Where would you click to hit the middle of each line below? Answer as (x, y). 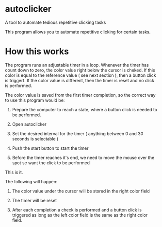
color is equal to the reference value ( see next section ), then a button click (81, 75)
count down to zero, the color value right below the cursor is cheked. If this (80, 70)
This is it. (14, 172)
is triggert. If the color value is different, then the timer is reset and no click (80, 80)
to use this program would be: (35, 100)
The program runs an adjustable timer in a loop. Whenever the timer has (77, 65)
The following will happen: (31, 181)
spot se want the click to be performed (51, 163)
